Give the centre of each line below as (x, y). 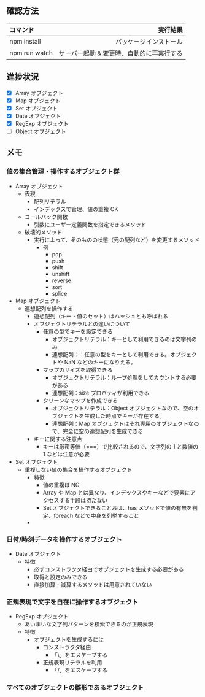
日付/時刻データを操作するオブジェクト (64, 539)
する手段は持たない (83, 500)
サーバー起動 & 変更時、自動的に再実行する (121, 53)
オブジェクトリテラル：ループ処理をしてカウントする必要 (124, 377)
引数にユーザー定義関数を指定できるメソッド (90, 224)
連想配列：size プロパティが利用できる (101, 393)
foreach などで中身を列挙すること (96, 515)
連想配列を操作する (49, 308)
